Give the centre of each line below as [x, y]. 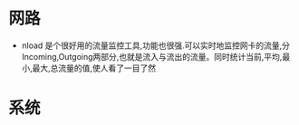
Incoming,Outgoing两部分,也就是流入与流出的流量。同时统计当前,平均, [152, 56]
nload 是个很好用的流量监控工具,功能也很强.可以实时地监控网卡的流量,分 [156, 45]
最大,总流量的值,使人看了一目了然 [94, 68]
